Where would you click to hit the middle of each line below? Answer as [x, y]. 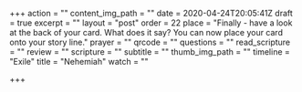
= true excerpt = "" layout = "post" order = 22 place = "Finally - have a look [151, 23]
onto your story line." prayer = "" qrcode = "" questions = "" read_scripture [150, 42]
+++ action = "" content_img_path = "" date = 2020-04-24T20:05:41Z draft [151, 13]
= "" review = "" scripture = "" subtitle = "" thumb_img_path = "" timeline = [150, 52]
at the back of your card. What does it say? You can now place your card [146, 32]
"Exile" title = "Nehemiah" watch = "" [79, 61]
